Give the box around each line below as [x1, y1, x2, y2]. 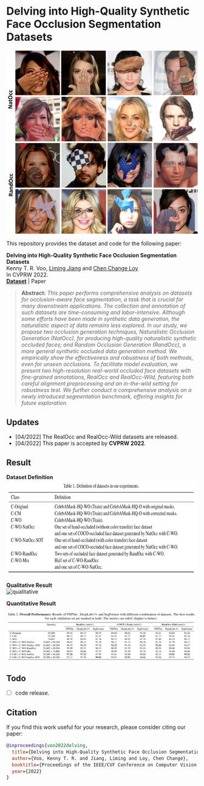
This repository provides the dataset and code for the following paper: [6, 240, 182, 247]
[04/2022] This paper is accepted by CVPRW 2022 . [15, 440, 146, 447]
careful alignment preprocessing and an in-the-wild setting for [21, 380, 178, 387]
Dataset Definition [6, 473, 53, 480]
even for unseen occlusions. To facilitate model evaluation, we [21, 360, 178, 368]
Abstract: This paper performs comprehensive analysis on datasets [21, 289, 192, 297]
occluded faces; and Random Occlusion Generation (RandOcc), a [21, 341, 186, 348]
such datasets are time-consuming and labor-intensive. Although [21, 309, 185, 316]
